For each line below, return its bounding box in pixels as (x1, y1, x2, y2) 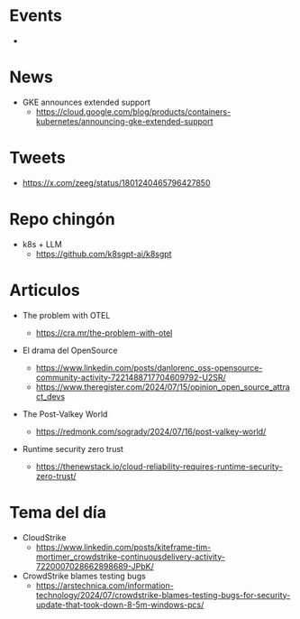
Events (9, 5, 63, 26)
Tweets (9, 148, 66, 168)
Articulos (9, 280, 81, 300)
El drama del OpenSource (22, 345, 118, 356)
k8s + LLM (22, 238, 63, 249)
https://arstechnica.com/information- (35, 579, 174, 591)
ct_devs (35, 391, 66, 402)
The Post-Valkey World (22, 408, 108, 420)
